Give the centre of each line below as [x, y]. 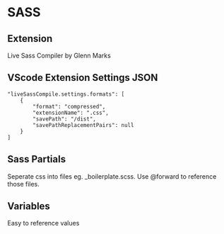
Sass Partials [36, 159]
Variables [29, 206]
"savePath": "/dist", [65, 119]
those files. [24, 184]
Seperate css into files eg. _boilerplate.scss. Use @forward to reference [112, 176]
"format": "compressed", [69, 106]
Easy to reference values [43, 223]
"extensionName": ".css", [71, 113]
